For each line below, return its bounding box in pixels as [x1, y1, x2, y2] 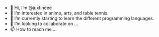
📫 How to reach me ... [10, 26, 57, 32]
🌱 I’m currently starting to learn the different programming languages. [10, 15, 154, 21]
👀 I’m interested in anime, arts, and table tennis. [10, 10, 109, 16]
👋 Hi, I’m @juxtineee [10, 5, 52, 10]
